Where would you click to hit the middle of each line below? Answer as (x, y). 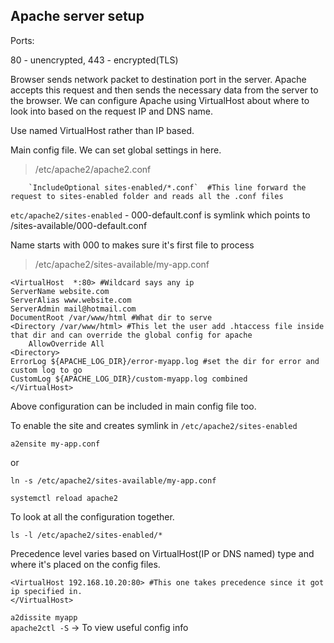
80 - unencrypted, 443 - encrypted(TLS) (94, 60)
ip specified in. (46, 591)
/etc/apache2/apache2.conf (93, 169)
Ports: (22, 40)
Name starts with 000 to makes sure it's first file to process (132, 245)
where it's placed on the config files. (85, 564)
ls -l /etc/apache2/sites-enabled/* (86, 535)
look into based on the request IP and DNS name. (111, 111)
